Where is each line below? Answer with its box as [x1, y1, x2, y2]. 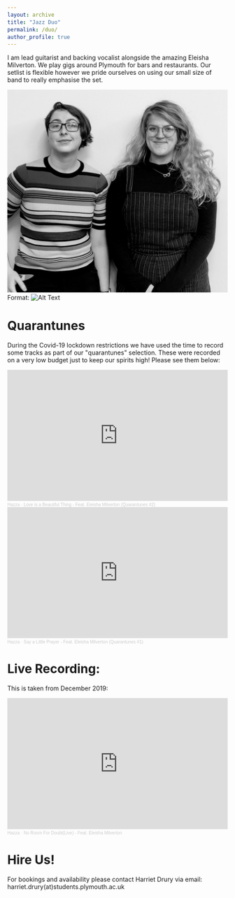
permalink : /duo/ [7, 26, 58, 33]
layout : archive [7, 11, 55, 18]
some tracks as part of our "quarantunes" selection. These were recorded [7, 348, 220, 357]
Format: [7, 293, 30, 301]
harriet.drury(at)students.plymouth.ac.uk [7, 882, 125, 891]
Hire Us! [7, 852, 55, 867]
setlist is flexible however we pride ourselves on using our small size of [7, 69, 212, 77]
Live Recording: [7, 661, 100, 677]
